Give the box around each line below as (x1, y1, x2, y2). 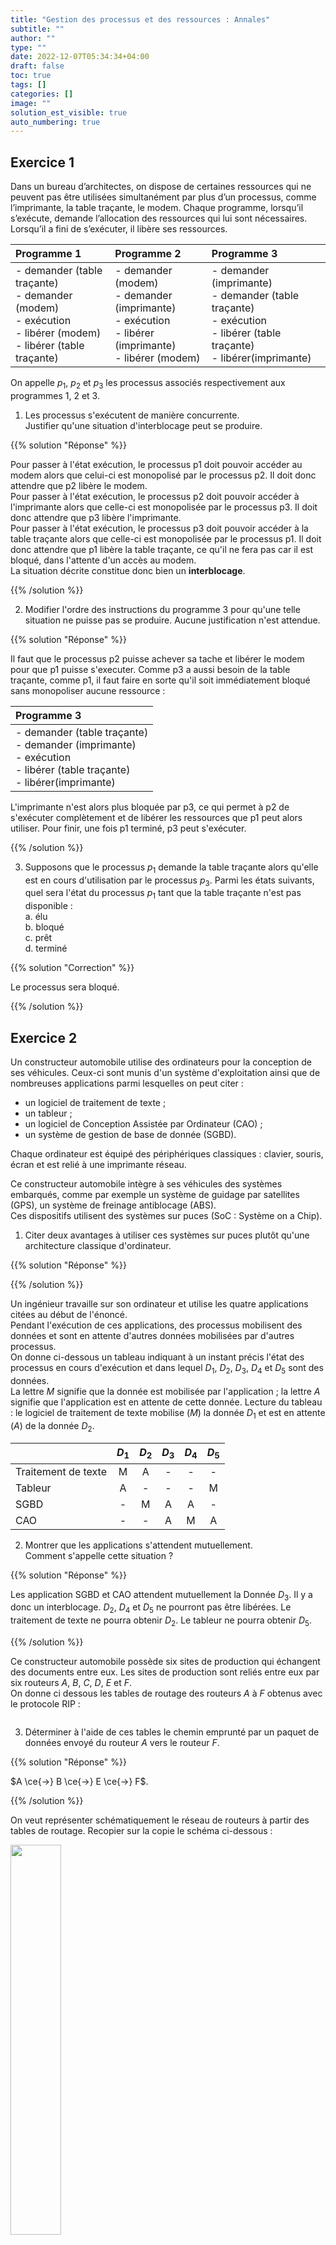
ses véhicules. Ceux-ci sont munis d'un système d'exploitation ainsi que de (10, 1067, 321, 1079)
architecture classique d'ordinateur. (24, 1240, 172, 1252)
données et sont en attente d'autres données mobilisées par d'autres (10, 1330, 295, 1342)
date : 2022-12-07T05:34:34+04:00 (10, 52, 150, 62)
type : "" (10, 42, 47, 53)
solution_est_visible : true (10, 107, 128, 118)
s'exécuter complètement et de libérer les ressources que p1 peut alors (10, 811, 303, 823)
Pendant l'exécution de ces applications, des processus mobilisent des (10, 1319, 303, 1331)
